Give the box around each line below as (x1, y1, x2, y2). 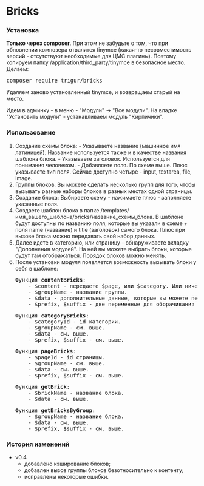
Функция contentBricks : (15, 276, 86, 283)
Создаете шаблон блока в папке (15, 206, 100, 214)
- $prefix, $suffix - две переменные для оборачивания (28, 300, 195, 308)
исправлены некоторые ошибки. (24, 473, 109, 481)
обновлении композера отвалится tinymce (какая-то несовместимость (6, 46, 192, 53)
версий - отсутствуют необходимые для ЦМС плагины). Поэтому (6, 53, 177, 60)
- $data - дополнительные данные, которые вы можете (28, 294, 188, 302)
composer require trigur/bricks (6, 77, 103, 84)
